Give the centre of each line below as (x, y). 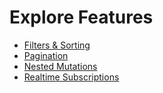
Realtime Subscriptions (71, 77)
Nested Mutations (60, 66)
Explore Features (81, 17)
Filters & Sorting (57, 45)
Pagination (46, 55)
